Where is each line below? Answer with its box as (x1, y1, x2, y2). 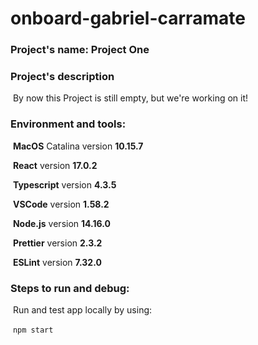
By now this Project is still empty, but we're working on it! (12, 92, 249, 104)
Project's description (10, 70, 115, 84)
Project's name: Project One (10, 43, 150, 57)
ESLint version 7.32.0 (12, 256, 102, 268)
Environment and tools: (10, 117, 127, 131)
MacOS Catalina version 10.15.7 (12, 140, 144, 152)
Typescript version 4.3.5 (12, 178, 117, 191)
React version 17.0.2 (12, 159, 98, 171)
